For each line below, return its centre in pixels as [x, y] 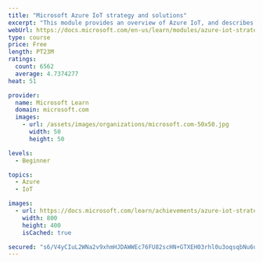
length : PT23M [31, 52]
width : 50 [45, 132]
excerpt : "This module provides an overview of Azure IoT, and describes [131, 23]
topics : [21, 175]
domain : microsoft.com [52, 110]
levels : [21, 153]
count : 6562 [35, 67]
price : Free [27, 45]
